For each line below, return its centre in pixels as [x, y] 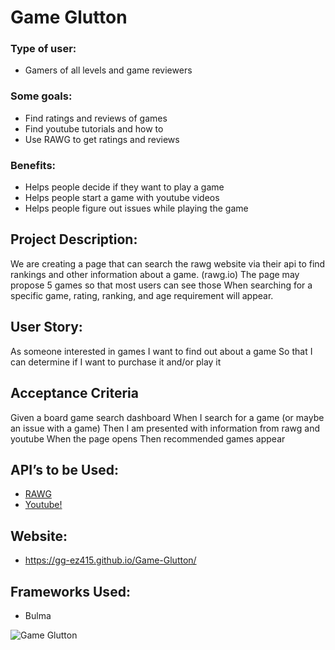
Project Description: [74, 239]
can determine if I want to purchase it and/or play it [116, 362]
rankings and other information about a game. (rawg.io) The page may [155, 274]
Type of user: [43, 49]
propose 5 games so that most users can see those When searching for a [161, 285]
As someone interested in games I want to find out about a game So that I [161, 351]
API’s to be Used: [64, 469]
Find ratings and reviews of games [96, 118]
